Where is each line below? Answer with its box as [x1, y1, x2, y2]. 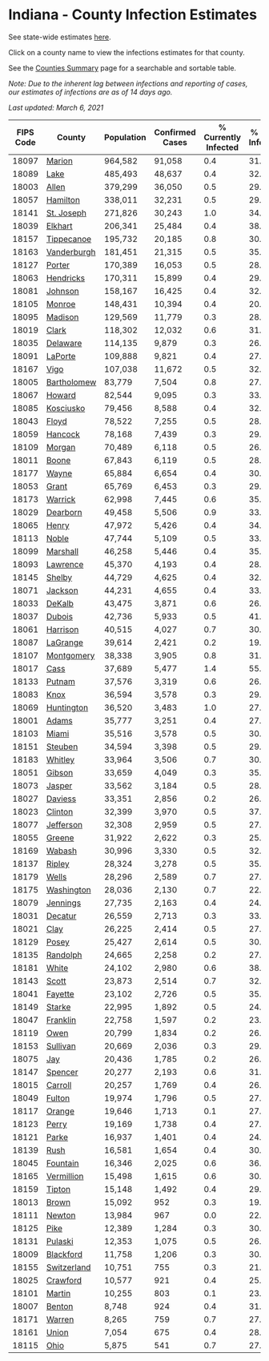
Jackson [46, 585, 78, 596]
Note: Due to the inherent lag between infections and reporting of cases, [8, 79, 248, 88]
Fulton [46, 1092, 70, 1103]
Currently [203, 131, 242, 143]
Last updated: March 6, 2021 [8, 103, 104, 112]
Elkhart [46, 220, 74, 232]
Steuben [46, 741, 78, 752]
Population [103, 131, 147, 143]
